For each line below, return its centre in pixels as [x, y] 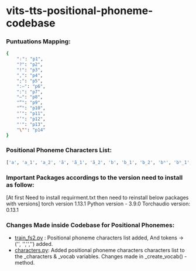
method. [25, 263]
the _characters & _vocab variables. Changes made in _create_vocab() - [101, 256]
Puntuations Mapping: [39, 42]
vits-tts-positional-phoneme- [80, 11]
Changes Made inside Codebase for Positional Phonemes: [90, 225]
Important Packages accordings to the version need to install [94, 177]
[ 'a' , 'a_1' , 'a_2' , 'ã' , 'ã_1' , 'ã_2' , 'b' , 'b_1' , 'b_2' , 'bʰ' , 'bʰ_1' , [99, 162]
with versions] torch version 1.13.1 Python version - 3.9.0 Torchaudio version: [98, 204]
